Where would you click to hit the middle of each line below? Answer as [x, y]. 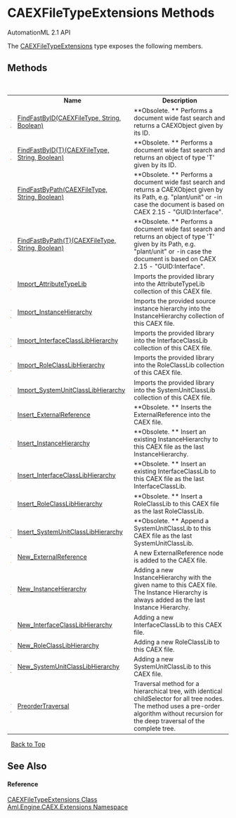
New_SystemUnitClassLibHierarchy [68, 666]
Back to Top [28, 744]
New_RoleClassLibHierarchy [58, 646]
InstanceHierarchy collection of [179, 316]
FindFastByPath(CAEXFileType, [62, 190]
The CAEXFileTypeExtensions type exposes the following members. [105, 46]
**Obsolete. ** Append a [171, 520]
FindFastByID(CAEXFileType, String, [69, 118]
